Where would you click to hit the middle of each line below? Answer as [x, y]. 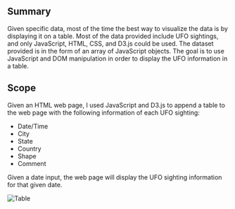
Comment [32, 163]
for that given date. [35, 184]
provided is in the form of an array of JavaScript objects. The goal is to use [116, 51]
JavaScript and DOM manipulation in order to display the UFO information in [118, 58]
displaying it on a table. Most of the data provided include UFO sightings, [113, 36]
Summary [29, 12]
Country [29, 148]
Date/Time [33, 126]
